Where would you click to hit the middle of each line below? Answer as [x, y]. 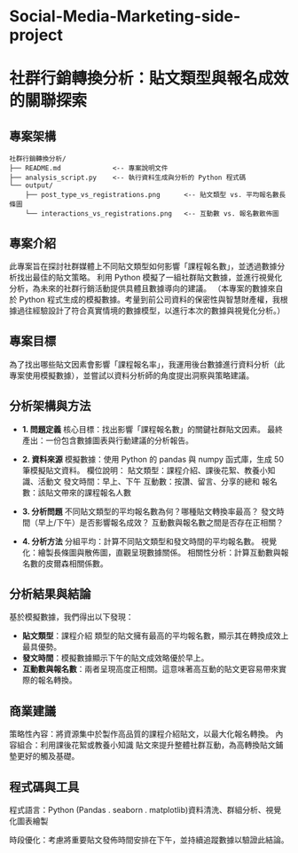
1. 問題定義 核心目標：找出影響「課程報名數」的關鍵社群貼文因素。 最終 [153, 429]
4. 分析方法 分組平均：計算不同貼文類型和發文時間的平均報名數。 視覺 [149, 541]
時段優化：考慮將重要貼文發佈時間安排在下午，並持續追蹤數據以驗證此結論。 [149, 840]
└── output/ [31, 186]
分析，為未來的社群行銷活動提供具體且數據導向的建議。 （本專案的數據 [138, 288]
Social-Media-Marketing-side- [125, 16]
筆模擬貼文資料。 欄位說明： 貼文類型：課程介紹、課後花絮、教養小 [145, 470]
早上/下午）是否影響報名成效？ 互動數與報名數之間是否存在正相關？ [161, 522]
